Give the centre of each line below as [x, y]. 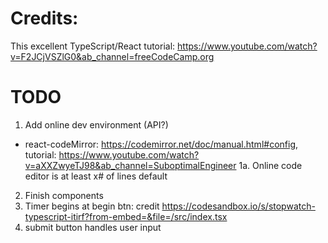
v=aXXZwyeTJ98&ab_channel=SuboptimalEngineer [130, 165]
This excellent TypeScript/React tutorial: [93, 46]
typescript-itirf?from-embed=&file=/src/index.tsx [126, 216]
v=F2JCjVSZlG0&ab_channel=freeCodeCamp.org [112, 56]
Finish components [64, 195]
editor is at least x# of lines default [96, 176]
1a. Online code [270, 165]
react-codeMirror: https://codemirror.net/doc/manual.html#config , [161, 144]
